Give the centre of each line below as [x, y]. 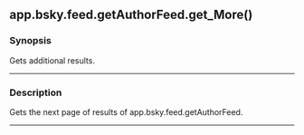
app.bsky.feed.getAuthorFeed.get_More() [131, 15]
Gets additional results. [52, 60]
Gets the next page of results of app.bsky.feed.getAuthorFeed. [126, 111]
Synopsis [30, 41]
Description [36, 92]
